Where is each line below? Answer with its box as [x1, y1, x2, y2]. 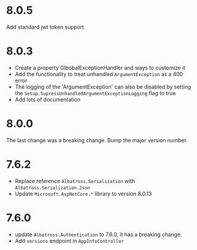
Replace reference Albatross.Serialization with [14, 177, 136, 184]
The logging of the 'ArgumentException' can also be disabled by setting [14, 83, 191, 90]
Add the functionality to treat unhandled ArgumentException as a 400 [14, 70, 183, 78]
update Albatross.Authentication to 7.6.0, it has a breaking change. [14, 231, 182, 238]
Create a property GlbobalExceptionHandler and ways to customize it [14, 64, 186, 71]
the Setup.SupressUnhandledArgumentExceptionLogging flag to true [14, 89, 176, 96]
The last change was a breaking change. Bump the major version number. [6, 136, 188, 144]
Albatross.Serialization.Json [14, 185, 91, 191]
